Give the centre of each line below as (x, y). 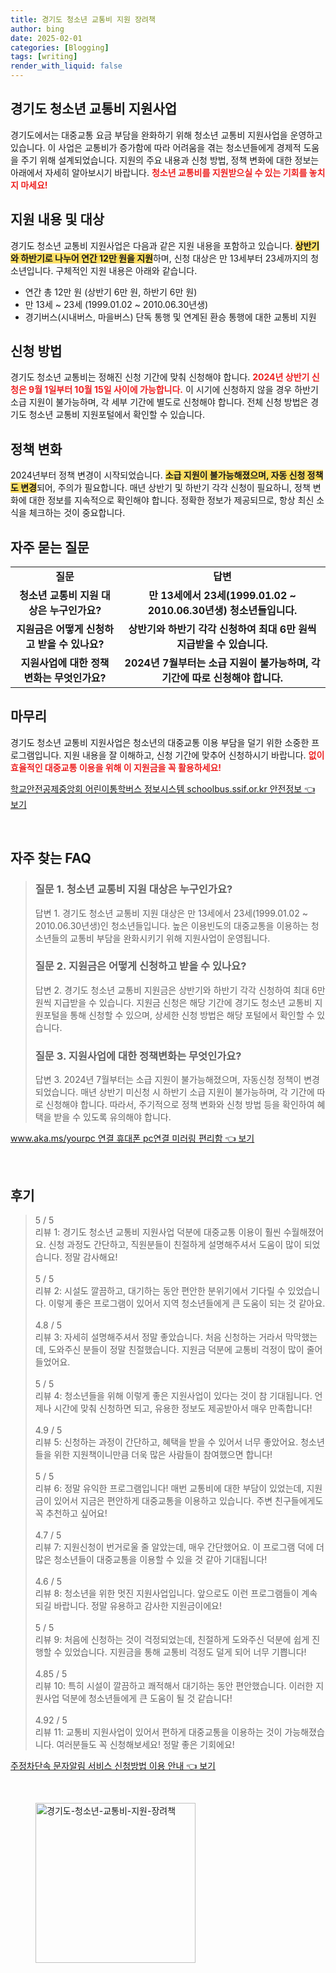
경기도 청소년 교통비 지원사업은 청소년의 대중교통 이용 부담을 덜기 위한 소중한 (160, 742)
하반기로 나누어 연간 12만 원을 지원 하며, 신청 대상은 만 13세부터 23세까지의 (164, 258)
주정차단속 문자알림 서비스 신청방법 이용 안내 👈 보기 (113, 1765)
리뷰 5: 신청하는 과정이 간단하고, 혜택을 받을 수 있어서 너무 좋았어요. (166, 1442)
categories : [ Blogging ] (60, 47)
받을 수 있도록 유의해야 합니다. (112, 1117)
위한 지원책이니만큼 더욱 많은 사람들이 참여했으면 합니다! (163, 1454)
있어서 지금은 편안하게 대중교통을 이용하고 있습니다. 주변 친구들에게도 (188, 1500)
